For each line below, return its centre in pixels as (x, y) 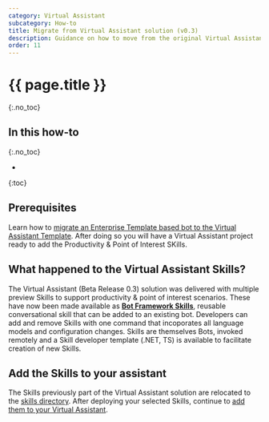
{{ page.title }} (58, 85)
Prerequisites (42, 208)
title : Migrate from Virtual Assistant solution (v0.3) (103, 30)
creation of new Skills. (45, 348)
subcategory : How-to (43, 23)
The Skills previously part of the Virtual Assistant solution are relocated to (129, 392)
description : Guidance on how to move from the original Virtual (119, 38)
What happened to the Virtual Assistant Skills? (127, 269)
